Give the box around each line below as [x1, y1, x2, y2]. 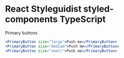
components [5, 14, 58, 25]
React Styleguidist [5, 3, 82, 15]
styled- [83, 3, 114, 15]
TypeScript [59, 14, 106, 25]
